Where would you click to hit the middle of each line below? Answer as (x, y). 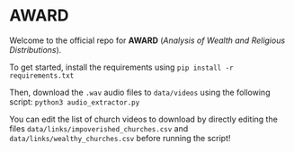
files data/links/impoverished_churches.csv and (99, 128)
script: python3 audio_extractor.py (75, 101)
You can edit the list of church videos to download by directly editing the (144, 119)
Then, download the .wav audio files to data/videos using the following (140, 92)
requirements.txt (42, 76)
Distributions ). (36, 49)
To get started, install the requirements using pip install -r (121, 67)
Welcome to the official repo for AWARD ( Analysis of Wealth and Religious (147, 40)
